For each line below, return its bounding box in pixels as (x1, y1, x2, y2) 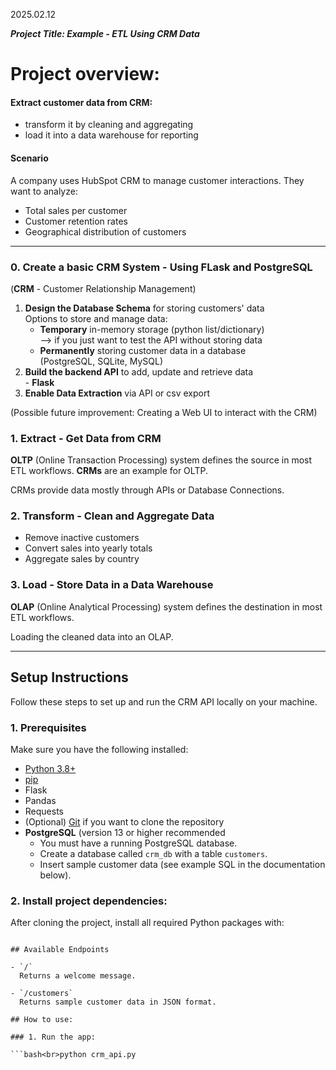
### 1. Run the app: (10, 1032, 97, 1043)
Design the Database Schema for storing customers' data (24, 302, 265, 314)
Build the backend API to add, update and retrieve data (24, 365, 254, 378)
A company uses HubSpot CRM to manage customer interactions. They (10, 174, 305, 186)
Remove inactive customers (24, 532, 140, 544)
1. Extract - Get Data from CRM (10, 431, 162, 445)
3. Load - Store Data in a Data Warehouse (10, 578, 214, 592)
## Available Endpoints (10, 945, 110, 955)
